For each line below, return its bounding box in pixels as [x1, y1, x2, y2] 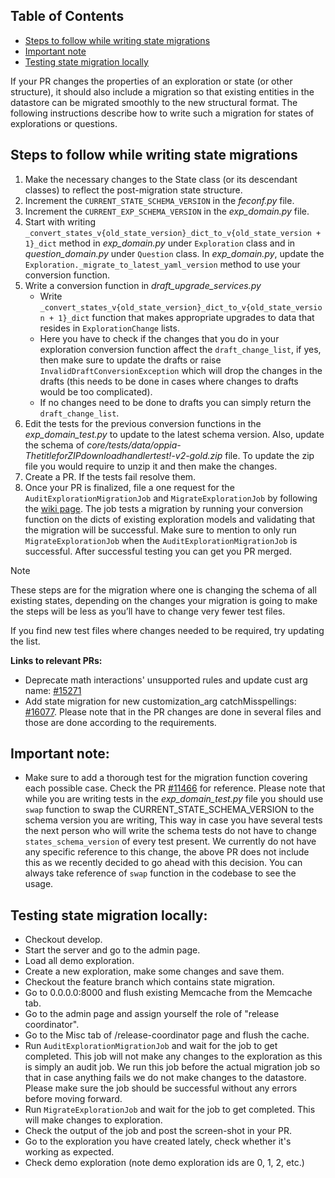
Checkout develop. [24, 934, 103, 946]
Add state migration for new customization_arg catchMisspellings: [24, 695, 297, 707]
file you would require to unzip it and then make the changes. [24, 460, 278, 472]
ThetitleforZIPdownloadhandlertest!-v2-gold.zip [24, 449, 223, 461]
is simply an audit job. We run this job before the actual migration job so [24, 1061, 321, 1073]
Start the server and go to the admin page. [24, 944, 201, 956]
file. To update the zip [224, 449, 315, 461]
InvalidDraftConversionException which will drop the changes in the [39, 364, 323, 376]
